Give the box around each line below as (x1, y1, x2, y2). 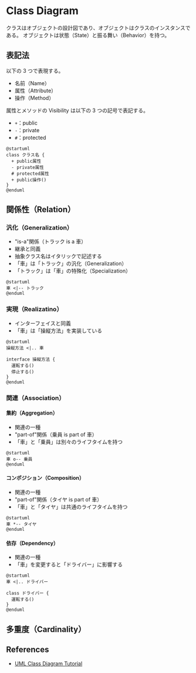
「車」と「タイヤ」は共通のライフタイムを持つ (14, 503, 128, 510)
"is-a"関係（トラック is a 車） (14, 238, 87, 245)
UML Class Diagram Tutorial (14, 660, 83, 667)
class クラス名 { (6, 152, 45, 158)
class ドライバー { (6, 590, 49, 597)
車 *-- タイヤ (6, 521, 37, 527)
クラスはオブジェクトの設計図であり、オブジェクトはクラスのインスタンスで (6, 24, 191, 31)
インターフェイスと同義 (14, 319, 72, 327)
